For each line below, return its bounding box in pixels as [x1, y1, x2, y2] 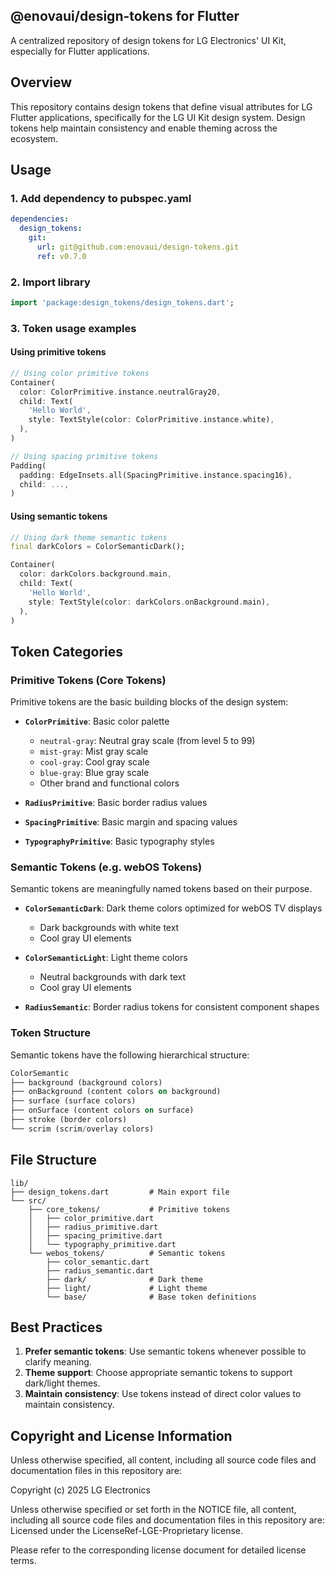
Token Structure [10, 1026, 91, 1040]
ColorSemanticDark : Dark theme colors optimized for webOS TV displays [24, 902, 323, 914]
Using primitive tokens [10, 346, 107, 358]
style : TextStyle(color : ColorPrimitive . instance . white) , [28, 415, 275, 425]
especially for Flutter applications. [10, 45, 150, 57]
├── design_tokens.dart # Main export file [10, 1187, 230, 1197]
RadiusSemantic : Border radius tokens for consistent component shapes [24, 1001, 320, 1013]
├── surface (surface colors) [10, 1096, 137, 1106]
